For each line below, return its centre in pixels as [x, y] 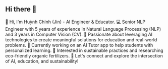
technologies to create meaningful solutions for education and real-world [81, 40]
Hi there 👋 [21, 9]
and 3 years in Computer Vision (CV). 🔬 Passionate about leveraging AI [79, 34]
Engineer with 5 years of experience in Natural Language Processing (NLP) [83, 29]
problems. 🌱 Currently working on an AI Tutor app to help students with [79, 45]
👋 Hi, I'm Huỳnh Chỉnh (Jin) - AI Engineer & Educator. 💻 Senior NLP [75, 22]
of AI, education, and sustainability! [42, 61]
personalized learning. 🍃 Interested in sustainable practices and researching [84, 50]
